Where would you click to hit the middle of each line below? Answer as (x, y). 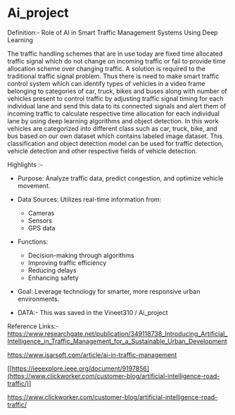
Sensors (40, 221)
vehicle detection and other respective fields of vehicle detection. (102, 151)
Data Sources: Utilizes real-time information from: (89, 199)
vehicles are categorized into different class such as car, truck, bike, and (113, 128)
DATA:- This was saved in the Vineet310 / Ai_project (93, 312)
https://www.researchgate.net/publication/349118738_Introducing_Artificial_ (118, 333)
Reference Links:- (33, 326)
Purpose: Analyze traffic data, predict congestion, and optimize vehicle (120, 178)
